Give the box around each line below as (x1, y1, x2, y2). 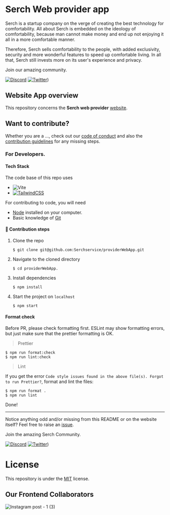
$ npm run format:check (5, 350, 56, 355)
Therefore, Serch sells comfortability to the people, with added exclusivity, (5, 46, 160, 52)
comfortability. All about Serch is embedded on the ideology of (5, 25, 136, 31)
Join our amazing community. (5, 67, 67, 73)
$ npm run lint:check (5, 355, 51, 360)
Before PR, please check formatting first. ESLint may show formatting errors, (5, 325, 165, 331)
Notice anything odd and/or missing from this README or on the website (5, 416, 157, 422)
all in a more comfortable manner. (5, 36, 75, 42)
